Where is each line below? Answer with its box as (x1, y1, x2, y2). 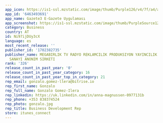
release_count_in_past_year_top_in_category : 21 (5, 75, 105, 79)
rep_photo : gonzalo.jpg (5, 102, 53, 107)
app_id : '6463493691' (5, 12, 49, 16)
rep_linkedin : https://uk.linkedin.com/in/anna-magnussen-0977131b (5, 92, 145, 97)
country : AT (5, 30, 29, 34)
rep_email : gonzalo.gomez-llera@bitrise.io (5, 79, 95, 84)
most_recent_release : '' (5, 43, 55, 48)
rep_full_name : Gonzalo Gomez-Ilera (5, 88, 79, 93)
